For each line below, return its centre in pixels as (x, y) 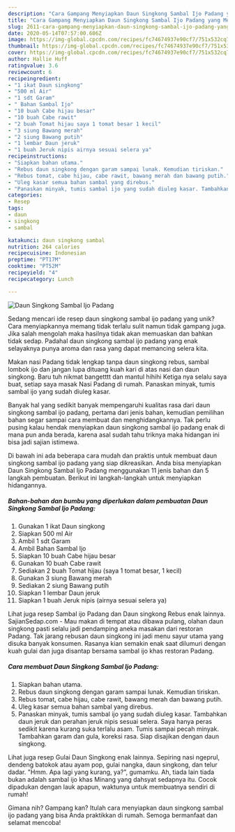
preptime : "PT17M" (35, 260)
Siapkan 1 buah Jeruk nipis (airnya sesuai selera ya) (92, 600)
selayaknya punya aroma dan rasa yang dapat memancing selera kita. (108, 348)
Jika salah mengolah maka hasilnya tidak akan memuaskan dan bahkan (111, 333)
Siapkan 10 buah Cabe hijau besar (67, 556)
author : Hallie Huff (38, 59)
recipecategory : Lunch (41, 279)
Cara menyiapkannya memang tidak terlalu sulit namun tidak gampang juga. (117, 326)
